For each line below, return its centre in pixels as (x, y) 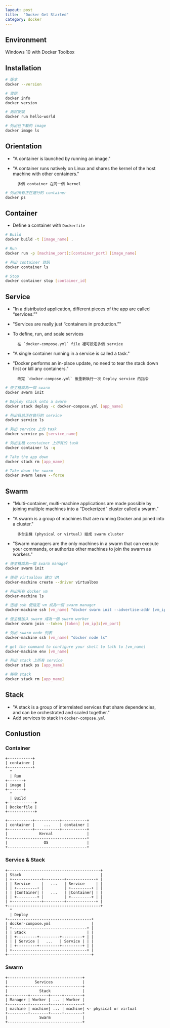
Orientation (24, 147)
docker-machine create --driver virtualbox (52, 582)
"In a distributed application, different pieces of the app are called (81, 309)
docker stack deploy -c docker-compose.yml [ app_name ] (64, 406)
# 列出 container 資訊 (28, 262)
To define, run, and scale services (48, 334)
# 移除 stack (18, 674)
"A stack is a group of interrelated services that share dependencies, (84, 707)
